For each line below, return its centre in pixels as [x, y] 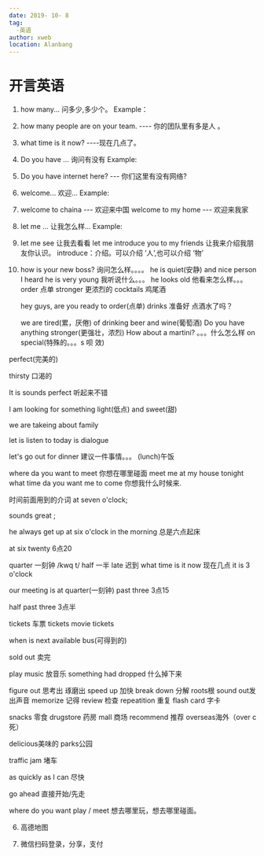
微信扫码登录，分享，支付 [62, 844]
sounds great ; [32, 515]
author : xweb [30, 37]
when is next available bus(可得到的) [68, 640]
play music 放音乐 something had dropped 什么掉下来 [96, 674]
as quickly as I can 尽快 [47, 777]
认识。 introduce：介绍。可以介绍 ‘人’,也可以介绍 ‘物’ [119, 253]
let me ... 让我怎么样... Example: [71, 227]
